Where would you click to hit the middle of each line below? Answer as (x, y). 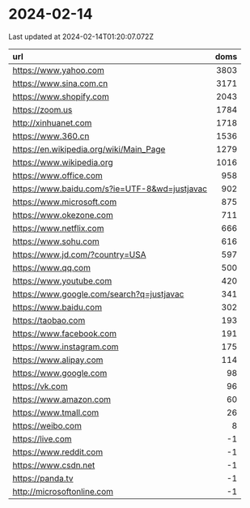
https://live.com (42, 438)
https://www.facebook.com (65, 333)
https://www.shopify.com (61, 96)
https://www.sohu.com (56, 241)
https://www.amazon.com (62, 399)
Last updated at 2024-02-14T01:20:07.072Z (81, 36)
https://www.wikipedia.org (63, 162)
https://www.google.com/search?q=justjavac (98, 294)
